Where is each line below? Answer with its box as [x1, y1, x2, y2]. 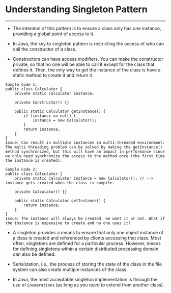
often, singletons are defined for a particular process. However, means [12, 240, 161, 246]
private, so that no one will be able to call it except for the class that [12, 61, 155, 67]
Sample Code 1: [5, 82, 38, 87]
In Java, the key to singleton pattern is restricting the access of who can [12, 40, 164, 46]
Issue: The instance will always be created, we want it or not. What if [5, 216, 165, 221]
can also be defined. [12, 251, 56, 257]
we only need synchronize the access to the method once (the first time [5, 153, 165, 159]
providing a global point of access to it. [12, 31, 95, 37]
